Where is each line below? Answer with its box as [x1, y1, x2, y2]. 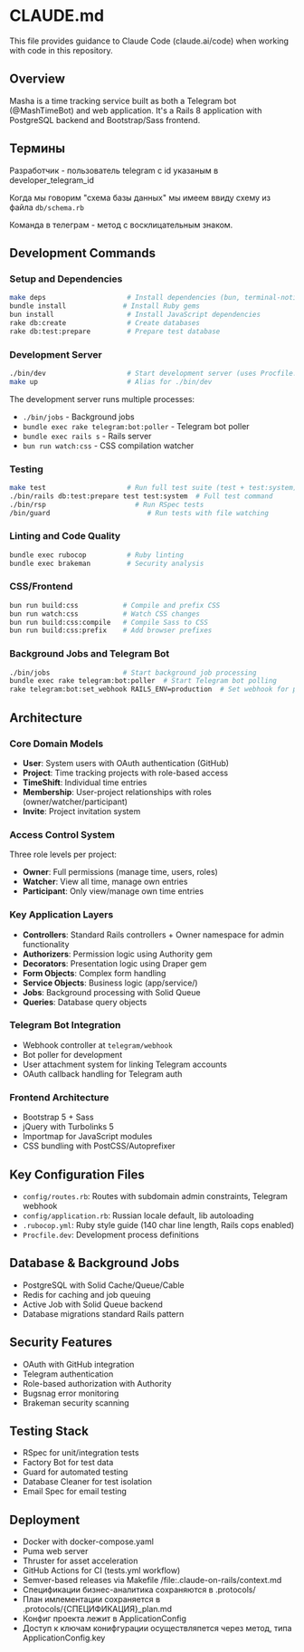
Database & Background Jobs [9, 1255, 180, 1271]
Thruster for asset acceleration [22, 1555, 138, 1567]
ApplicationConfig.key [22, 1632, 106, 1644]
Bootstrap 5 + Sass [22, 1111, 94, 1123]
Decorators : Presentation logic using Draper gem [22, 957, 207, 969]
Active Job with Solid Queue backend [22, 1299, 163, 1310]
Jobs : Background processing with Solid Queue [22, 986, 201, 997]
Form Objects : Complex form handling [22, 967, 166, 978]
